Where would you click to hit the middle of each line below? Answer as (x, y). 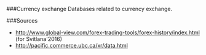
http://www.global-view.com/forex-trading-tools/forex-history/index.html (107, 32)
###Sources (22, 20)
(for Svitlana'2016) (39, 39)
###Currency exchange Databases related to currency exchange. (89, 9)
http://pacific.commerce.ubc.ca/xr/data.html (71, 46)
